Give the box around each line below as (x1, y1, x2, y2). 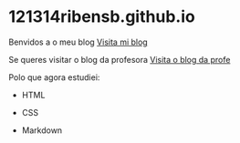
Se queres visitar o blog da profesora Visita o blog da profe (8, 54, 231, 65)
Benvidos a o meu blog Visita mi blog (8, 36, 148, 47)
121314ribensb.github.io (8, 6, 195, 27)
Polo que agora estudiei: (8, 71, 100, 83)
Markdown (21, 125, 63, 136)
